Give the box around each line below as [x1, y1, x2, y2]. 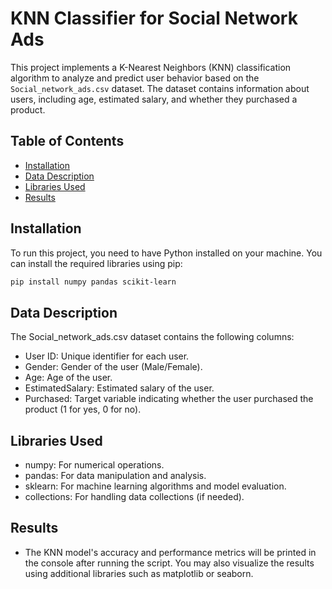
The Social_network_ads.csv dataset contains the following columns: [10, 331, 295, 343]
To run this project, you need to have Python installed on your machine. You [10, 247, 323, 259]
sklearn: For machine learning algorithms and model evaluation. [24, 480, 287, 492]
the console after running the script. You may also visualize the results [24, 557, 315, 569]
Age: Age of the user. [24, 372, 113, 384]
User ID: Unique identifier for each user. [24, 350, 190, 362]
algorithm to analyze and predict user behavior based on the [10, 72, 260, 84]
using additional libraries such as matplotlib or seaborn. [24, 567, 254, 579]
